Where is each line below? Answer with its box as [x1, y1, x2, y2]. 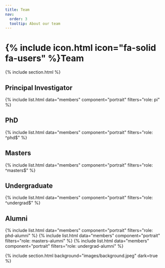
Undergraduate [5, 181, 53, 190]
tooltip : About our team [9, 21, 61, 26]
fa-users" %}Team [5, 53, 84, 64]
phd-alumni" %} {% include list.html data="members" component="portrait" [5, 233, 160, 239]
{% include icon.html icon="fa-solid [5, 43, 156, 53]
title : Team [5, 7, 30, 12]
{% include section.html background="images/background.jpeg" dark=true [5, 253, 158, 259]
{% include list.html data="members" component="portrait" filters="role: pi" [5, 97, 160, 102]
